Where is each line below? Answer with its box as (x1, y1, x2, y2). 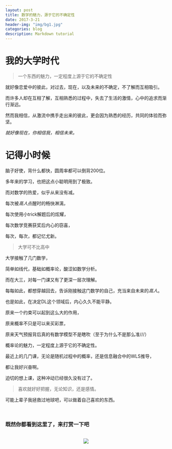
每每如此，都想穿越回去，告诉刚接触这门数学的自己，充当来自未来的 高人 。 (5, 287, 162, 293)
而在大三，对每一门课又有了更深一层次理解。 (5, 276, 100, 283)
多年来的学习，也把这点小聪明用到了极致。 (5, 178, 95, 184)
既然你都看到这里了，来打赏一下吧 (5, 421, 90, 428)
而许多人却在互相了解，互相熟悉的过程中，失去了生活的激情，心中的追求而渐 (5, 95, 167, 101)
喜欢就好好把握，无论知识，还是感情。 (17, 386, 99, 392)
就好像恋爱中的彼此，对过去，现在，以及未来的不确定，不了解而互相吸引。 (5, 84, 162, 90)
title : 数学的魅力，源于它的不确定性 (5, 12, 75, 17)
